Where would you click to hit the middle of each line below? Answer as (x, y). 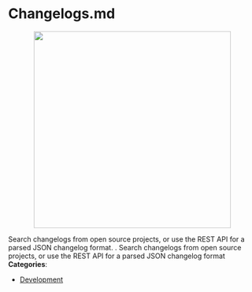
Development (41, 279)
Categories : (28, 264)
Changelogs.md (62, 14)
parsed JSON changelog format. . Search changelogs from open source (125, 247)
